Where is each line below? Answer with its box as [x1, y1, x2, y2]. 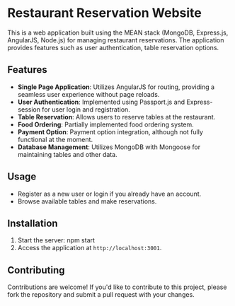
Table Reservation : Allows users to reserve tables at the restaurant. [17, 112, 216, 121]
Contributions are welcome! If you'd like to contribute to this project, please [7, 283, 227, 291]
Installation [7, 217, 58, 229]
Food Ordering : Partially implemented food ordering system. [17, 120, 195, 129]
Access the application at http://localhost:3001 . [17, 244, 162, 252]
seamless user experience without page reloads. [17, 90, 160, 98]
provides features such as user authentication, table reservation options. [7, 43, 219, 52]
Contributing [7, 264, 65, 276]
